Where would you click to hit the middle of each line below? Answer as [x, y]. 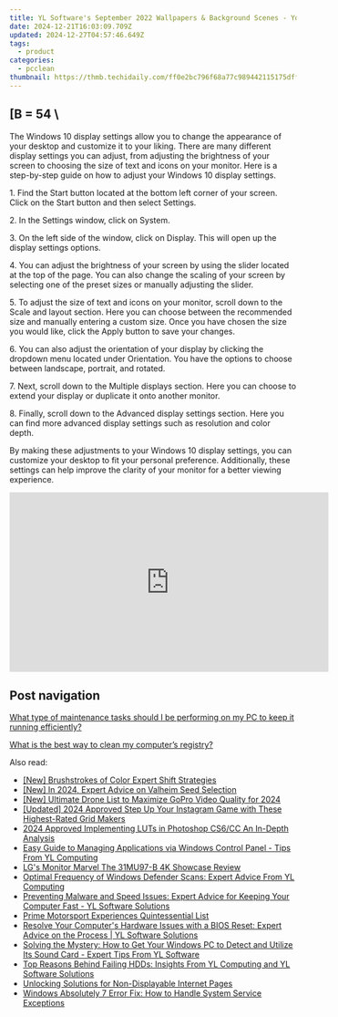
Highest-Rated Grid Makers [74, 819]
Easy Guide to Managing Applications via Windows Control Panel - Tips [157, 848]
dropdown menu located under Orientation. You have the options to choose [151, 358]
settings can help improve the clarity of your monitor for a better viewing [146, 470]
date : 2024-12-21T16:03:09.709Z [71, 26]
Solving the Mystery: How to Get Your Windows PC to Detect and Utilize [158, 945]
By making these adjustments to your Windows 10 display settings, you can [151, 450]
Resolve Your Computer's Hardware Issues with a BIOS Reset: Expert [152, 926]
